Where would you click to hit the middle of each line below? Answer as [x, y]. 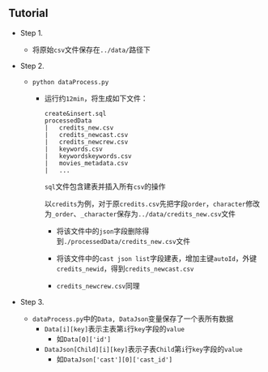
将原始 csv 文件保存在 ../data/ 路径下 [91, 49]
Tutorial [28, 13]
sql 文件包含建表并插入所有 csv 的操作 [105, 186]
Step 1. [31, 32]
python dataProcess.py [70, 82]
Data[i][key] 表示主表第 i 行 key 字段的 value [114, 328]
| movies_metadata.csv [86, 163]
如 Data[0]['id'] [84, 339]
